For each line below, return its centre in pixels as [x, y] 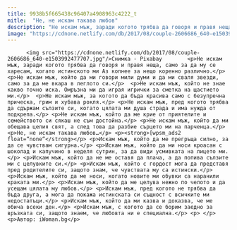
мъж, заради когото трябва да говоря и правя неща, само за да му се [112, 65]
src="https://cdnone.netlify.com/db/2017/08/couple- [121, 53]
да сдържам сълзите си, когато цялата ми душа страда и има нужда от [112, 109]
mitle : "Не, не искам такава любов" [63, 20]
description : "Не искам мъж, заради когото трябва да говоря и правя [112, 27]
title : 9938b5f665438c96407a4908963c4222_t [72, 14]
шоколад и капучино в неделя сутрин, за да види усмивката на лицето [112, 152]
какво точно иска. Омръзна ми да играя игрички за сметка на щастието [113, 90]
